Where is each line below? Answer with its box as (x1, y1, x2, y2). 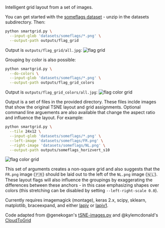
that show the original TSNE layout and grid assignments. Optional (5, 104, 141, 110)
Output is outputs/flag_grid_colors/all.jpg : (5, 89, 98, 95)
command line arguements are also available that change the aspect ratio (5, 110, 156, 115)
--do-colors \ (9, 71, 39, 76)
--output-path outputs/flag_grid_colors (9, 80, 94, 85)
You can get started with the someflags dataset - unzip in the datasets (5, 14, 149, 19)
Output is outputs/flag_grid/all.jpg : (5, 47, 82, 53)
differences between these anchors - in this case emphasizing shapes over (5, 182, 160, 188)
